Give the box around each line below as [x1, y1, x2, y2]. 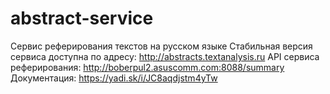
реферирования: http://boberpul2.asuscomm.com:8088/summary [10, 61, 285, 73]
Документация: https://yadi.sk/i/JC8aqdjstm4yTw [10, 72, 218, 84]
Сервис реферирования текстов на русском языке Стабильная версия [10, 40, 313, 52]
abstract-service [10, 7, 154, 30]
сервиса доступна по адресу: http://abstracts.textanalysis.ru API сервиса [10, 50, 320, 62]
